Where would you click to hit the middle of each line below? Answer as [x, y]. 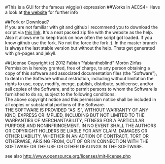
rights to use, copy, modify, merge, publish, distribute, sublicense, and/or [79, 84]
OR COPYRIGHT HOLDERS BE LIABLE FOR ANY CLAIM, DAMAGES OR [76, 131]
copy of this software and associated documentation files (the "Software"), [81, 73]
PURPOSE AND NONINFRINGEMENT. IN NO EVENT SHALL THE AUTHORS [81, 126]
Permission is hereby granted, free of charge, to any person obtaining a [78, 68]
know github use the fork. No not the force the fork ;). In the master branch [81, 43]
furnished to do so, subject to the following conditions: [60, 94]
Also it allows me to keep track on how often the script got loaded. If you [79, 37]
